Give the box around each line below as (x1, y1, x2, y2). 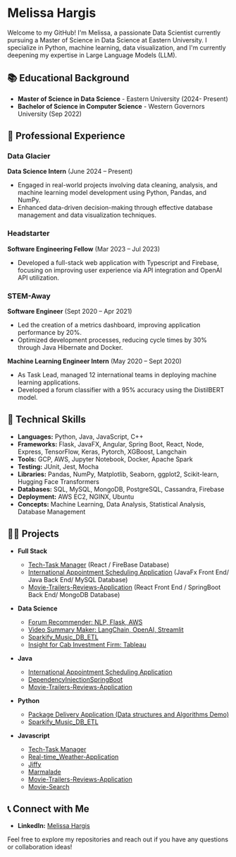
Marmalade (27, 767, 61, 776)
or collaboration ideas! (7, 843, 73, 851)
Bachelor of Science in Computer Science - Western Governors (17, 102, 206, 110)
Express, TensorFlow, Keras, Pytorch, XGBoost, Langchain (17, 447, 187, 456)
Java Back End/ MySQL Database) (27, 575, 128, 584)
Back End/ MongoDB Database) (27, 590, 120, 598)
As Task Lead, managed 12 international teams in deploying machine (17, 371, 217, 379)
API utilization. (17, 273, 60, 282)
